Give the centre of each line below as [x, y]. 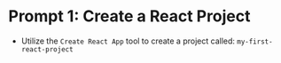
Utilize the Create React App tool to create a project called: [128, 41]
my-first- [255, 42]
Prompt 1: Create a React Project [129, 16]
